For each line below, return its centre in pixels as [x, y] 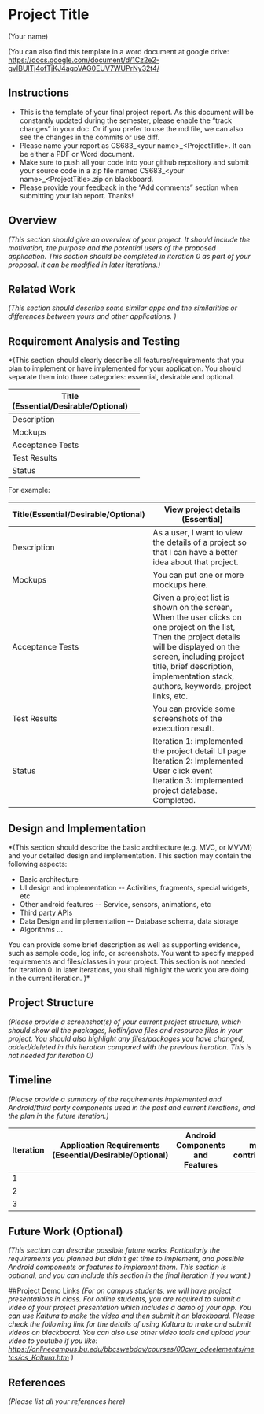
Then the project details [197, 637]
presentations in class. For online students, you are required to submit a [125, 1299]
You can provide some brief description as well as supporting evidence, [125, 945]
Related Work [42, 289]
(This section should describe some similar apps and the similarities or [123, 308]
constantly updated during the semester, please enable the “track [126, 120]
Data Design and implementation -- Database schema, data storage [129, 921]
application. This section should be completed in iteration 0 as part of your [130, 256]
